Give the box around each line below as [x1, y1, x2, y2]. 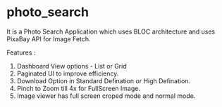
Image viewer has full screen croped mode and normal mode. [16, 92, 196, 100]
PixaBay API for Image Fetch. [6, 34, 91, 43]
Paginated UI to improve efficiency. [16, 69, 119, 78]
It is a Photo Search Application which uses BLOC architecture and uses [6, 27, 216, 36]
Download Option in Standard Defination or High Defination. [16, 76, 191, 85]
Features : [6, 48, 36, 57]
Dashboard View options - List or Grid [16, 62, 128, 70]
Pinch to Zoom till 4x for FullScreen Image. [16, 84, 140, 92]
